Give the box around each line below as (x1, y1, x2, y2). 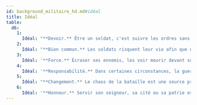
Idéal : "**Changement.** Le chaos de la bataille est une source (21, 79, 185, 85)
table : (6, 19, 22, 25)
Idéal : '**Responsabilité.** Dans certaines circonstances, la (21, 68, 180, 74)
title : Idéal (6, 14, 38, 20)
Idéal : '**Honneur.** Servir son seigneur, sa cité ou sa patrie (21, 90, 185, 96)
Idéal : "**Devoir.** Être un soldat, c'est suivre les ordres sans (21, 36, 191, 41)
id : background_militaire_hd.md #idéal (6, 8, 101, 15)
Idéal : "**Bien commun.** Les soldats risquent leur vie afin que (21, 47, 188, 52)
